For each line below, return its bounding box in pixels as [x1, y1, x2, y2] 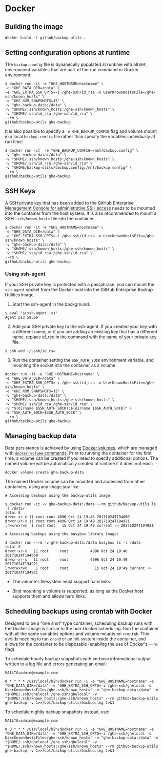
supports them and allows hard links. [12, 593, 86, 599]
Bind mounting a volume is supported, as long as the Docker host [12, 588, 144, 594]
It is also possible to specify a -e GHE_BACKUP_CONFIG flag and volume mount [5, 128, 157, 134]
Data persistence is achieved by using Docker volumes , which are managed [5, 445, 158, 451]
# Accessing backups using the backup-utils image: [5, 493, 112, 498]
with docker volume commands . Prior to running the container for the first [5, 450, 152, 456]
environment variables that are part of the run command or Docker [5, 66, 139, 72]
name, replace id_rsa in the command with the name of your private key [12, 334, 157, 340]
